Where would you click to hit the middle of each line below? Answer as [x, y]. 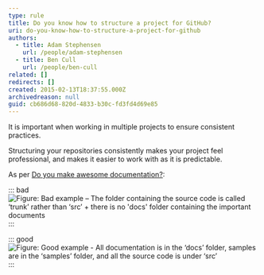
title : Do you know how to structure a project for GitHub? [110, 23]
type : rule [26, 15]
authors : [23, 38]
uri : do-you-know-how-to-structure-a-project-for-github [105, 30]
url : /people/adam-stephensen [73, 52]
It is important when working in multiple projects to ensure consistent [122, 127]
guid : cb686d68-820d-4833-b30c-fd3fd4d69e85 [83, 104]
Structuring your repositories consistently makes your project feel [116, 151]
